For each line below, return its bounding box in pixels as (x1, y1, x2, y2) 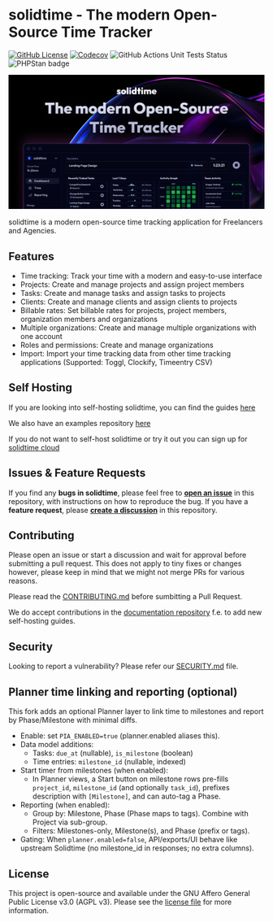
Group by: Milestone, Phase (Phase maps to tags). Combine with (32, 809, 249, 819)
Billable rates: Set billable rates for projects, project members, (19, 306, 227, 315)
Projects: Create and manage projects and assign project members (19, 280, 245, 289)
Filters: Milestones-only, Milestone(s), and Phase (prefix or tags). (32, 826, 250, 836)
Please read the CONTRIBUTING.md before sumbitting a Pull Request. (8, 592, 243, 602)
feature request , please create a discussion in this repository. (8, 505, 218, 515)
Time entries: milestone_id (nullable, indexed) (32, 757, 187, 767)
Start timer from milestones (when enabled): (19, 766, 169, 776)
